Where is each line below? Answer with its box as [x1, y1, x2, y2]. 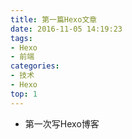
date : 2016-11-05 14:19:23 [10, 24, 123, 34]
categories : [10, 61, 60, 71]
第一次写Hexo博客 [24, 117, 100, 130]
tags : [10, 33, 33, 43]
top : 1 [10, 89, 38, 99]
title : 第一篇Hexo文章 [10, 14, 98, 25]
